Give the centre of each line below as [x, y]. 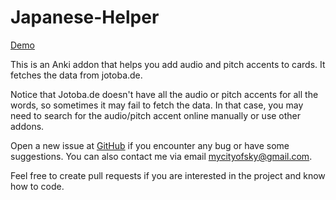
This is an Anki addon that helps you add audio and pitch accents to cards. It [168, 64]
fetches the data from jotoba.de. [76, 75]
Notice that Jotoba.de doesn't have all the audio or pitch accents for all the [164, 94]
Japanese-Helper [85, 17]
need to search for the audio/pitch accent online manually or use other [156, 115]
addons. [27, 126]
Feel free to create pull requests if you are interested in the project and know [168, 175]
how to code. [37, 186]
